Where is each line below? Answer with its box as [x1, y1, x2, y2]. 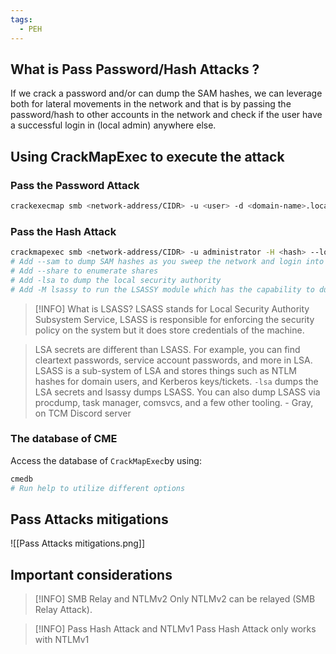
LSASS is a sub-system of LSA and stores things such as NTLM [34, 364, 297, 376]
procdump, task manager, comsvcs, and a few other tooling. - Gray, [34, 396, 314, 408]
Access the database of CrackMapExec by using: [10, 454, 202, 466]
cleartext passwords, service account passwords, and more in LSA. [34, 354, 313, 366]
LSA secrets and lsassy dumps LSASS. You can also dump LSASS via [34, 386, 321, 398]
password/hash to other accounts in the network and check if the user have [10, 109, 323, 121]
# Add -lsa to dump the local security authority [10, 275, 222, 285]
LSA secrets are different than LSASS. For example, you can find [34, 343, 301, 355]
